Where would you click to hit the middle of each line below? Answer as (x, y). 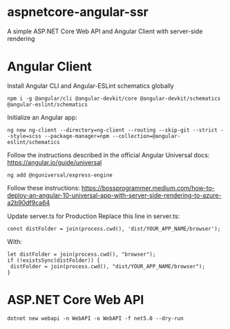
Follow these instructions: (44, 188)
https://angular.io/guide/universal (55, 162)
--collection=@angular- (146, 136)
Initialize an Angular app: (42, 117)
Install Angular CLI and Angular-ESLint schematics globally (90, 86)
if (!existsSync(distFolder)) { (54, 260)
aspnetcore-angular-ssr (78, 12)
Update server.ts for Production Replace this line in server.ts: (94, 216)
